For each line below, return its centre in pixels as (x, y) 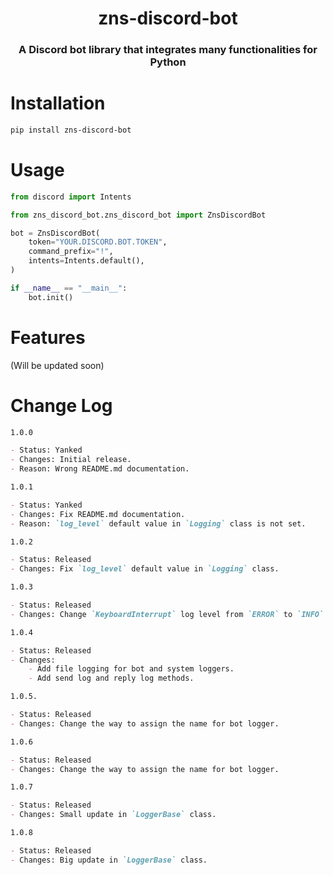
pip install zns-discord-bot (71, 130)
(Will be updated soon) (57, 365)
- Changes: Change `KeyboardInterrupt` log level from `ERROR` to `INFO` (167, 614)
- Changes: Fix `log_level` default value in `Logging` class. (145, 569)
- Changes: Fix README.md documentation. (98, 514)
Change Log (61, 405)
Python (168, 62)
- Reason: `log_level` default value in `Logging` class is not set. (158, 523)
